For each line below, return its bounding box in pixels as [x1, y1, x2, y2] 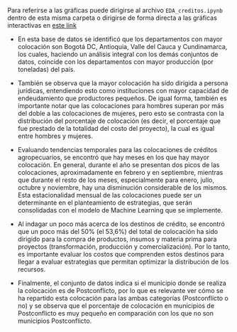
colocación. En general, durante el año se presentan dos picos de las [17, 161, 220, 169]
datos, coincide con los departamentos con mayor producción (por [17, 58, 214, 66]
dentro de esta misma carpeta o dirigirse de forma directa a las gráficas [7, 14, 218, 22]
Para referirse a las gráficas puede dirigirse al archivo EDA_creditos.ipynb [7, 6, 224, 14]
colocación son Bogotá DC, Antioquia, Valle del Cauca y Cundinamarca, [17, 43, 228, 50]
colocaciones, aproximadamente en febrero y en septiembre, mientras [17, 168, 224, 176]
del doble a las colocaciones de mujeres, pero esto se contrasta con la [17, 109, 225, 117]
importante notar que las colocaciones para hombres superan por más [17, 102, 224, 109]
